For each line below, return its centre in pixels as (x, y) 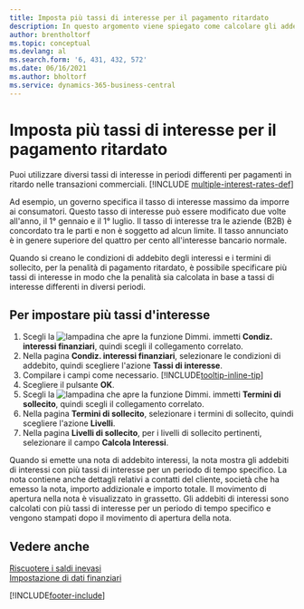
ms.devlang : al (38, 52)
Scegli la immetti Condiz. (147, 337)
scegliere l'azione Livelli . (69, 423)
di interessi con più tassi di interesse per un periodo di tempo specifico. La (148, 470)
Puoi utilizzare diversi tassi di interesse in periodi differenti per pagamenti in (151, 174)
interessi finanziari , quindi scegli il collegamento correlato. (133, 346)
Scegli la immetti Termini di (152, 394)
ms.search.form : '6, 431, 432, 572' (78, 60)
